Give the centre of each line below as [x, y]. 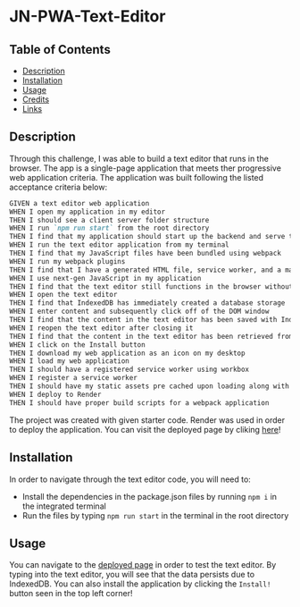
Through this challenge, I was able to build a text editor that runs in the [139, 158]
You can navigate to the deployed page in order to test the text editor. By [143, 565]
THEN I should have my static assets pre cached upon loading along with [150, 386]
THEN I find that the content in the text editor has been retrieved [142, 336]
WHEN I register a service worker [74, 378]
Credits [36, 99]
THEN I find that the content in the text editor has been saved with [143, 320]
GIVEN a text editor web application [79, 203]
